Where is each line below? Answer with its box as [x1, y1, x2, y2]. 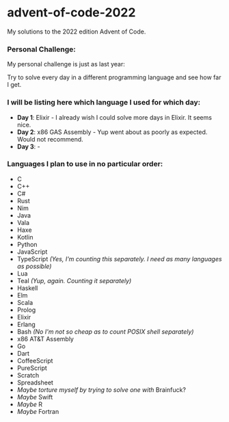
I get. [7, 81, 22, 89]
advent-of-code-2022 [7, 5, 136, 21]
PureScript [16, 364, 48, 372]
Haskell [16, 284, 38, 292]
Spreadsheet [16, 378, 53, 386]
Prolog [16, 306, 36, 314]
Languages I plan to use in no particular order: [7, 159, 163, 169]
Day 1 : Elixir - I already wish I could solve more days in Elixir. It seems [16, 113, 212, 121]
